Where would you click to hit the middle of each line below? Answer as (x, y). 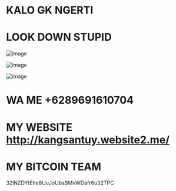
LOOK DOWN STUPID (59, 37)
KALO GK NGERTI (50, 10)
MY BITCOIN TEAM (54, 167)
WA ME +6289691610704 (70, 100)
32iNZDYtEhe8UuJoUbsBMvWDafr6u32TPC (60, 183)
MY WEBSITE (39, 127)
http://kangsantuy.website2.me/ (88, 140)
